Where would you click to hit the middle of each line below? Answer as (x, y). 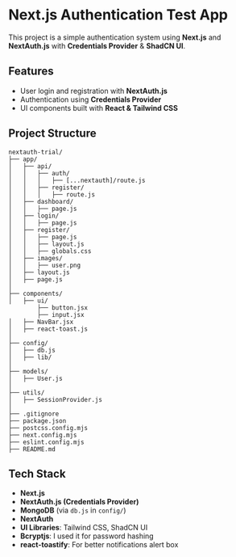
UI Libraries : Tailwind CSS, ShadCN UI (84, 528)
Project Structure (52, 134)
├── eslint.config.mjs (46, 442)
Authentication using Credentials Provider (91, 99)
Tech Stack (37, 473)
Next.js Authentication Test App (118, 15)
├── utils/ (27, 392)
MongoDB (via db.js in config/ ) (73, 510)
